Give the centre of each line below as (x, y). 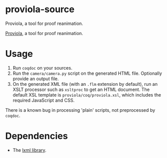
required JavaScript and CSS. (43, 100)
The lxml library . (29, 150)
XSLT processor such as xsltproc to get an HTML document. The (81, 89)
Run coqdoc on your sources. (42, 68)
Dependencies (37, 136)
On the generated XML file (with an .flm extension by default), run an (85, 84)
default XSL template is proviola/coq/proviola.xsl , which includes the (87, 94)
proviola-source (40, 9)
